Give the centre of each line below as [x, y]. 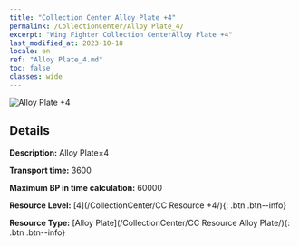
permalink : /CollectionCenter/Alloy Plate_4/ [96, 26]
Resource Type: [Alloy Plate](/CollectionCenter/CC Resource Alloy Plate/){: [149, 222]
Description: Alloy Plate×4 [59, 152]
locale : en [30, 52]
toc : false [30, 69]
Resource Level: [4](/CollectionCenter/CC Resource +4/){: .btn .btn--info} [148, 205]
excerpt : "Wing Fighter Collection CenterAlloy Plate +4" [121, 34]
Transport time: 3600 [51, 170]
